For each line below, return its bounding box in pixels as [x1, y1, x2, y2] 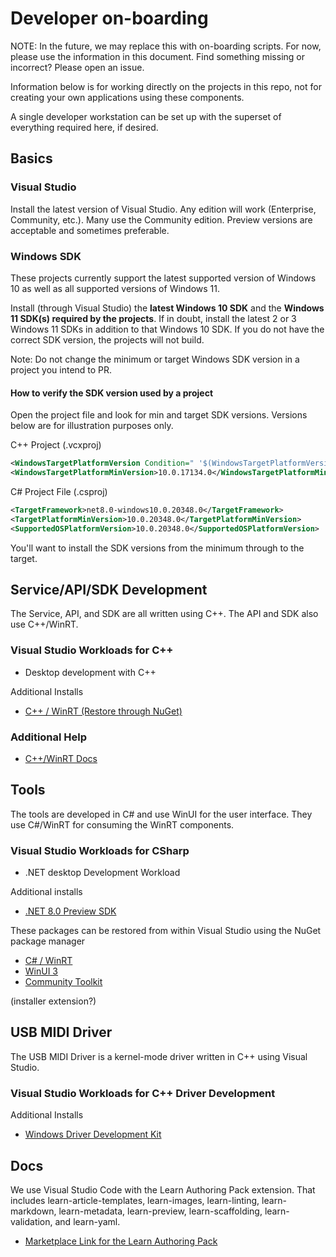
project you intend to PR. [10, 363, 113, 376]
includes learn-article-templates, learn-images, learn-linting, [10, 1194, 260, 1206]
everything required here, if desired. [10, 121, 159, 133]
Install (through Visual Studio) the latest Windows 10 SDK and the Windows [10, 302, 325, 314]
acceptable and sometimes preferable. [10, 224, 170, 236]
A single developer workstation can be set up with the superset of [10, 110, 282, 122]
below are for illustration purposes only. [10, 420, 174, 432]
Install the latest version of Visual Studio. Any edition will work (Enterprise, [10, 203, 317, 215]
